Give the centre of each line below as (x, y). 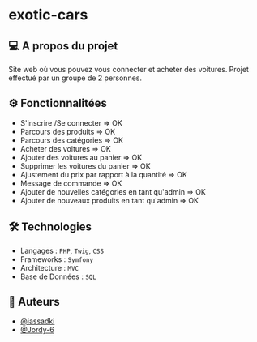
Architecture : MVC (49, 267)
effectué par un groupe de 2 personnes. (75, 78)
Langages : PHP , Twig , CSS (62, 250)
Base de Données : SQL (58, 276)
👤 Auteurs (34, 302)
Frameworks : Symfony (57, 259)
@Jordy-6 (37, 330)
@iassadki (37, 321)
